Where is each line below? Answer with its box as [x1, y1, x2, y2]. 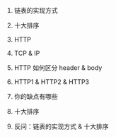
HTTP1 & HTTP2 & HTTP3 [13, 78, 90, 86]
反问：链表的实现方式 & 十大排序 [13, 122, 109, 131]
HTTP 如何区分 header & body [13, 64, 103, 72]
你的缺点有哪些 [13, 93, 58, 100]
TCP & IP [13, 49, 40, 57]
